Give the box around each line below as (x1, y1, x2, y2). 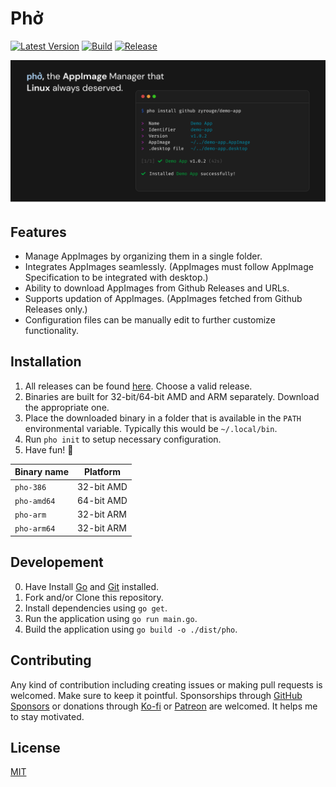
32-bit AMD (76, 480, 128, 492)
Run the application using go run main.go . (24, 612, 198, 624)
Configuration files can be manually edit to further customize (24, 314, 276, 326)
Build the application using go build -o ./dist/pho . (24, 623, 238, 635)
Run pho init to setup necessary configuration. (24, 433, 222, 445)
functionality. (24, 325, 79, 337)
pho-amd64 (14, 496, 56, 506)
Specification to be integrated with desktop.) (24, 272, 209, 284)
